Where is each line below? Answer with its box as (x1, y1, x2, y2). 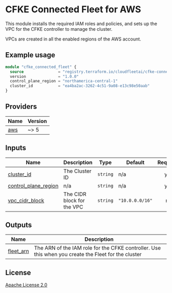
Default (126, 159, 145, 166)
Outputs (5, 221, 32, 229)
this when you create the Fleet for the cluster (34, 251, 142, 258)
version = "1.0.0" (10, 74, 79, 79)
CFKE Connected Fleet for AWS (5, 4, 141, 15)
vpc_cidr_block (8, 197, 45, 204)
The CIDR (63, 191, 87, 198)
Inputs (5, 143, 27, 152)
